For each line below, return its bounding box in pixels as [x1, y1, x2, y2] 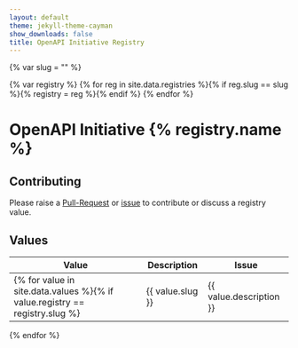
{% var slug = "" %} [9, 62, 82, 73]
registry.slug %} [13, 307, 81, 320]
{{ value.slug [145, 285, 199, 297]
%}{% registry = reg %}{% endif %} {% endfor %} [9, 89, 194, 99]
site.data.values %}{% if [13, 285, 114, 297]
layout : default [9, 12, 69, 22]
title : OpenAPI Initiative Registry [9, 37, 145, 47]
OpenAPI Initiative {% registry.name [9, 120, 282, 140]
